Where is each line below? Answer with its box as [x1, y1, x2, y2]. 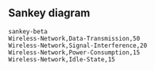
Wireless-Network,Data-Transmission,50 [8, 34, 141, 42]
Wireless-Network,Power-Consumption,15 [8, 48, 141, 57]
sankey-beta [8, 27, 48, 35]
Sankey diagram [8, 6, 91, 20]
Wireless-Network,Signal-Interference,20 [8, 41, 148, 49]
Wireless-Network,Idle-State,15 [8, 55, 115, 63]
